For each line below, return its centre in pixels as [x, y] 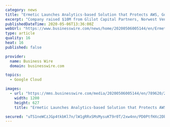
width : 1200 [27, 98]
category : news [21, 10]
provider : [16, 56]
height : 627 [27, 103]
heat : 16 [14, 43]
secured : [14, 116]
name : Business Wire [31, 61]
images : [13, 89]
